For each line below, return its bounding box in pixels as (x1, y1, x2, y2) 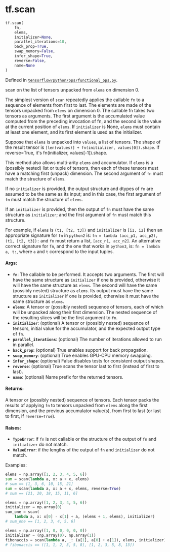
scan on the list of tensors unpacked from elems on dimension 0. (5, 86, 140, 93)
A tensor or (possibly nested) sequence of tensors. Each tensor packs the (5, 396, 159, 403)
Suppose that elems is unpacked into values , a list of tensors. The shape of (5, 139, 161, 145)
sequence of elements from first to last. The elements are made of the (5, 102, 152, 108)
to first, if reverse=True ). (5, 413, 56, 419)
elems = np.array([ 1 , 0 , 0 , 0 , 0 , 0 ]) (5, 528, 87, 533)
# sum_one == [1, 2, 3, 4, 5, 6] (5, 519, 76, 524)
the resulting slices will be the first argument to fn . (12, 314, 118, 321)
